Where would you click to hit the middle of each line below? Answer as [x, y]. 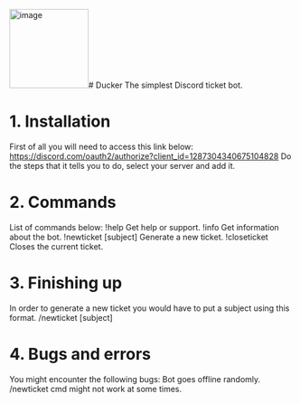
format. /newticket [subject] [61, 317]
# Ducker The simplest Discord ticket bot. [166, 85]
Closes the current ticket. [56, 246]
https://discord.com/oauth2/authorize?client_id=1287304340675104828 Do [150, 156]
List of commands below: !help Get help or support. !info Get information [145, 227]
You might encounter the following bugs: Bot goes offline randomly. [135, 379]
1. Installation [60, 122]
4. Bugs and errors [80, 354]
